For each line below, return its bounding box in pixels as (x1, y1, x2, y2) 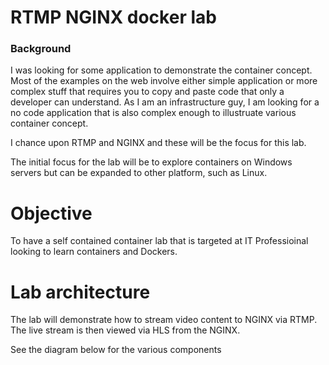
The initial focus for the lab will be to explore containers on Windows (10, 156, 293, 168)
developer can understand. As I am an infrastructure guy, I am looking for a (10, 96, 320, 108)
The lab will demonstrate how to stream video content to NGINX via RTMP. (10, 314, 318, 326)
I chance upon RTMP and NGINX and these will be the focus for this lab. (10, 137, 307, 149)
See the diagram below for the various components (10, 344, 222, 356)
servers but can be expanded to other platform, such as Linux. (10, 167, 268, 179)
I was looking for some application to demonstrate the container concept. (10, 64, 313, 76)
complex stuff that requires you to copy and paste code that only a (10, 86, 285, 98)
